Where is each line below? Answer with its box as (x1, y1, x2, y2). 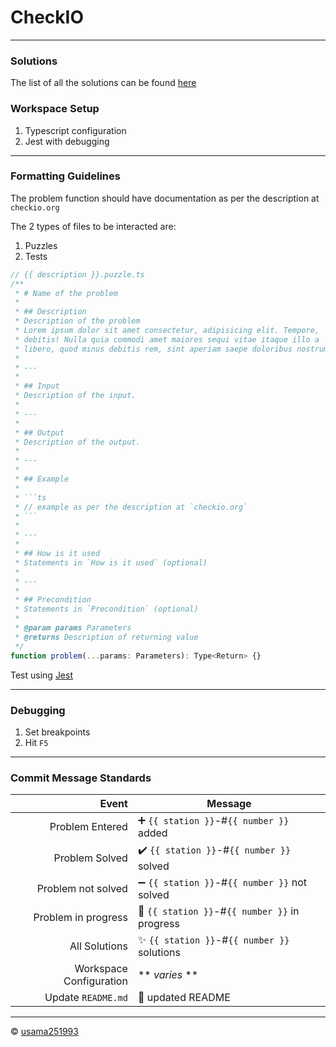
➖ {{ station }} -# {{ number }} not (137, 876, 308, 890)
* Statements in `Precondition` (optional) (14, 604, 199, 615)
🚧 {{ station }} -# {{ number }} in (137, 904, 300, 918)
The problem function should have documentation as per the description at (10, 192, 320, 204)
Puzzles (24, 239, 58, 251)
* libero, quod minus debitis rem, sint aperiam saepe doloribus (14, 344, 293, 354)
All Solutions (69, 939, 128, 953)
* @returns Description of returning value (14, 632, 199, 642)
